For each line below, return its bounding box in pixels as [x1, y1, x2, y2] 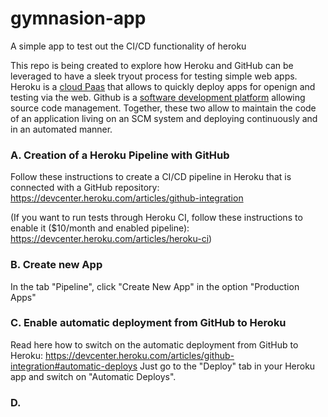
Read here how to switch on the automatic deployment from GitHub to [10, 338, 299, 351]
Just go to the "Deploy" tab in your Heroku [139, 360, 316, 372]
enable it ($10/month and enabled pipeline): [10, 222, 190, 234]
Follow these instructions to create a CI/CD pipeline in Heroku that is [10, 171, 292, 183]
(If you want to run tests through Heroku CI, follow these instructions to [10, 212, 303, 224]
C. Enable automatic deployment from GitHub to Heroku [10, 316, 287, 330]
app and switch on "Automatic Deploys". [10, 370, 177, 382]
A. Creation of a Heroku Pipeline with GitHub [10, 148, 230, 162]
